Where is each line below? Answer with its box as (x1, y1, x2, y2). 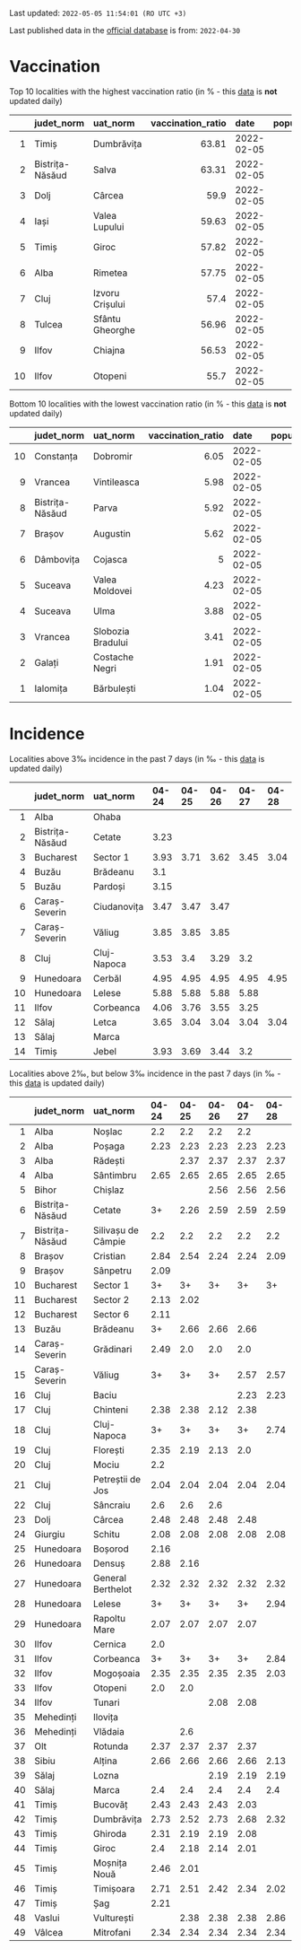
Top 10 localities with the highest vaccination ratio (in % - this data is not (9, 85, 278, 97)
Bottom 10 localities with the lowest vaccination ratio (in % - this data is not (9, 398, 287, 409)
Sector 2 (92, 1293, 130, 1306)
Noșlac (92, 1125, 123, 1138)
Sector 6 (92, 1307, 130, 1320)
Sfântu (92, 312, 121, 325)
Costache (92, 651, 134, 663)
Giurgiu (34, 1527, 65, 1540)
